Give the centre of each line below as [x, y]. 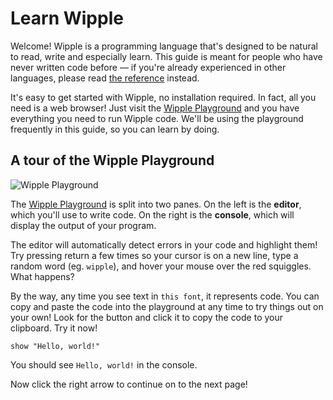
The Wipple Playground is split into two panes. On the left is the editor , [156, 204]
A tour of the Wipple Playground [112, 160]
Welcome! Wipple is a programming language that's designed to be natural [164, 46]
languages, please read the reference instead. [105, 78]
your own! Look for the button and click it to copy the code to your [147, 317]
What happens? [42, 276]
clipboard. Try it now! [54, 328]
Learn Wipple [67, 18]
